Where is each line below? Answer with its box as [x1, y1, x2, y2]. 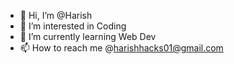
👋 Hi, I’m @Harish [19, 10, 93, 21]
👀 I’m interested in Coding [19, 20, 127, 32]
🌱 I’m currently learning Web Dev [19, 31, 157, 42]
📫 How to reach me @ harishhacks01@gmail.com [19, 42, 224, 54]
